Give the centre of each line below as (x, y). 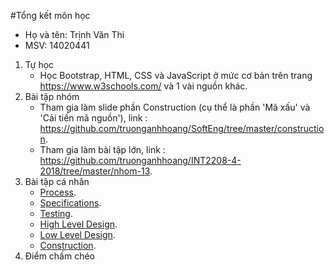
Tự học (39, 64)
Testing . (56, 213)
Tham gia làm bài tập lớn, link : (102, 149)
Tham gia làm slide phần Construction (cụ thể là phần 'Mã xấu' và (175, 107)
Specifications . (70, 203)
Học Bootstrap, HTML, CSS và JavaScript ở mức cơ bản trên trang (176, 75)
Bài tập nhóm (52, 96)
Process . (58, 192)
